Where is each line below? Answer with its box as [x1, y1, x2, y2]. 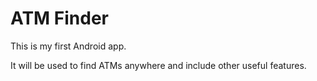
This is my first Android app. [10, 40, 127, 52]
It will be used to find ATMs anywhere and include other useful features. [10, 59, 307, 71]
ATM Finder [10, 7, 110, 30]
